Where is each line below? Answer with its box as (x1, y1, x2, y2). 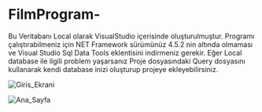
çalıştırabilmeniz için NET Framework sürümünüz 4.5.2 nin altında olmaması (8, 39, 253, 49)
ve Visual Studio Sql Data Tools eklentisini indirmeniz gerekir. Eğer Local (8, 48, 242, 57)
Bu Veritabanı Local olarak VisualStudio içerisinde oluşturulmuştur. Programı (8, 31, 255, 41)
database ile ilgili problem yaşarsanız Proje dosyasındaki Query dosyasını (8, 56, 245, 66)
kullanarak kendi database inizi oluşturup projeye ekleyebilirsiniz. (8, 64, 219, 74)
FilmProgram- (8, 5, 101, 23)
